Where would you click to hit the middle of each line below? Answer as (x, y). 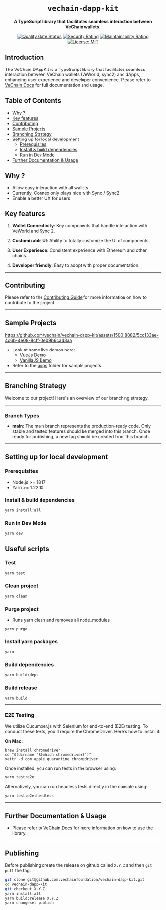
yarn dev (14, 533)
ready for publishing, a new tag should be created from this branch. (81, 436)
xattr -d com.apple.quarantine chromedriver (52, 759)
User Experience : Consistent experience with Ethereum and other (80, 250)
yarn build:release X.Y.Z (32, 898)
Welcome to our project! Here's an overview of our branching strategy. (77, 398)
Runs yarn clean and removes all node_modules (61, 620)
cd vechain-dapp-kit (26, 884)
